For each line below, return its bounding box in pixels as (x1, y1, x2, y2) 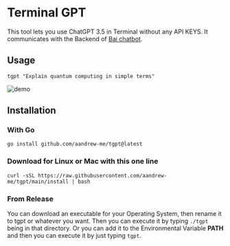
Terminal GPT (7, 5, 87, 21)
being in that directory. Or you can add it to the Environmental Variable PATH (7, 224, 224, 232)
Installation (7, 105, 56, 116)
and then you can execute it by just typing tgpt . (7, 232, 142, 240)
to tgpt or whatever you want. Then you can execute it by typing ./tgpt (7, 217, 209, 225)
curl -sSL (7, 172, 36, 179)
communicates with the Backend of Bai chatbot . (7, 34, 143, 42)
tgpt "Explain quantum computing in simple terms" (7, 73, 155, 79)
